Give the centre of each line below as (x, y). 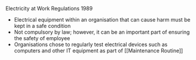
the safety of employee (42, 38)
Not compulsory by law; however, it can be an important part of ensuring (102, 32)
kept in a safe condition (42, 26)
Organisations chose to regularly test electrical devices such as (91, 44)
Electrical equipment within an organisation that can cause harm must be (102, 20)
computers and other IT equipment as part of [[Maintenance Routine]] (98, 51)
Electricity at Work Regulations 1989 (49, 8)
